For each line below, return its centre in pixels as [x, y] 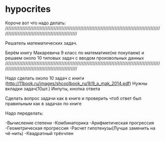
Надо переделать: [24, 113]
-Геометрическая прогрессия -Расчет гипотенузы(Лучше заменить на [80, 128]
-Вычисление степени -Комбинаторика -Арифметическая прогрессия [80, 123]
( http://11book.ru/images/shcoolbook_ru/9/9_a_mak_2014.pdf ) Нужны [76, 83]
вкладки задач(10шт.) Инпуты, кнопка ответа [53, 88]
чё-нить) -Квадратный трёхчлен [39, 133]
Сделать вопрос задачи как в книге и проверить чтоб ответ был [73, 98]
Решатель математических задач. [41, 43]
